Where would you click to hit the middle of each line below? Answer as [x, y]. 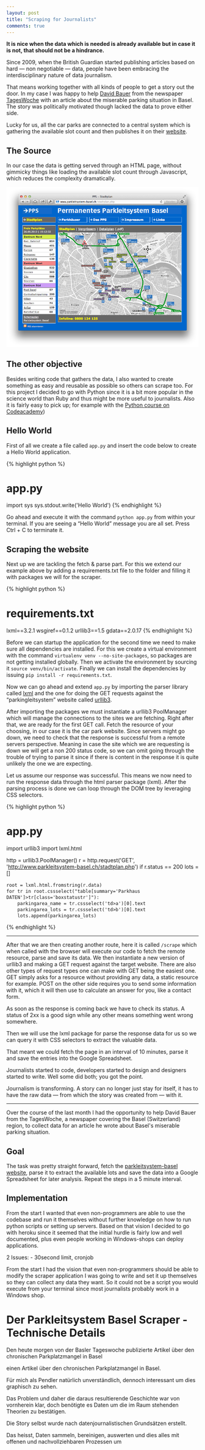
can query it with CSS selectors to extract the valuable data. [82, 1040]
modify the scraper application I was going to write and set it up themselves [102, 1276]
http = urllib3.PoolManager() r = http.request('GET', [71, 860]
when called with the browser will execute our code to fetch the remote [96, 952]
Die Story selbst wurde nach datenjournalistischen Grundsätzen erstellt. [97, 1423]
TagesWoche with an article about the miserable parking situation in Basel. [100, 100]
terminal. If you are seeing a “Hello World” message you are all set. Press [98, 523]
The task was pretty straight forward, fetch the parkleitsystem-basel [92, 1166]
